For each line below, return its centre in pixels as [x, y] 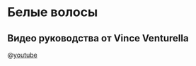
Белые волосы [53, 12]
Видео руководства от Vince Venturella [98, 38]
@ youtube [22, 55]
